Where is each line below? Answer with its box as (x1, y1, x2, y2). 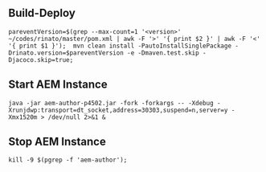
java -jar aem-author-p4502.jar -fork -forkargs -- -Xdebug (8, 99, 215, 107)
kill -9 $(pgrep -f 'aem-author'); (8, 156, 128, 164)
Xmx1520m (8, 113, 38, 121)
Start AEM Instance (8, 78, 108, 92)
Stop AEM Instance (8, 135, 106, 149)
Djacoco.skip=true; (8, 55, 74, 63)
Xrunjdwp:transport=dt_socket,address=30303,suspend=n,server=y (8, 106, 228, 114)
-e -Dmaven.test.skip (127, 48, 199, 57)
